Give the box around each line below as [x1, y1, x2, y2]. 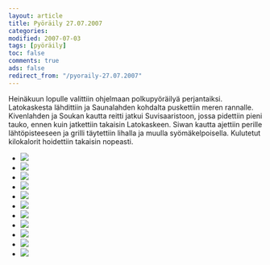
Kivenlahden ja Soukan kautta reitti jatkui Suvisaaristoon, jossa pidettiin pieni [8, 110, 263, 121]
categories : [8, 27, 48, 35]
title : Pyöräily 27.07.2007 [8, 19, 103, 27]
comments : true [8, 57, 60, 65]
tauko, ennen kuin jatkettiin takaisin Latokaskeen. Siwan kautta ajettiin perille [8, 119, 263, 129]
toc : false [8, 49, 45, 57]
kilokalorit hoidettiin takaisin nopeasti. [8, 136, 134, 146]
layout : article [8, 11, 63, 20]
